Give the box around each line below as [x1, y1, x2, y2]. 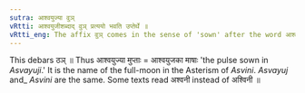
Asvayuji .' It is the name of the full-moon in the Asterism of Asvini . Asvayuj [9, 65, 289, 76]
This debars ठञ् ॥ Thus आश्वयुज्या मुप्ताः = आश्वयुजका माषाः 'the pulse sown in [9, 55, 270, 66]
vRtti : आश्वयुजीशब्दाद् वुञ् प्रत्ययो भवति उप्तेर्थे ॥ [9, 22, 149, 31]
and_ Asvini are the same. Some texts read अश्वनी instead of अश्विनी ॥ [9, 74, 261, 86]
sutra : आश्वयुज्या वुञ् [9, 13, 75, 23]
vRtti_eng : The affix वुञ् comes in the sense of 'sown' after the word [9, 30, 282, 39]
